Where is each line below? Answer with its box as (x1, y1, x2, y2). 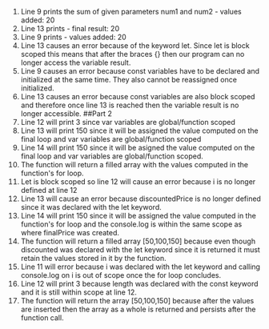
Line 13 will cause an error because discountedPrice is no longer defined (20, 194, 261, 203)
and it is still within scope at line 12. (20, 287, 137, 297)
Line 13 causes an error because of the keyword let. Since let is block (20, 41, 251, 50)
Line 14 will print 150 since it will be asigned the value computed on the (20, 143, 255, 152)
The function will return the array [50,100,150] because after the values (20, 296, 255, 305)
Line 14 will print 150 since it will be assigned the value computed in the (20, 211, 257, 220)
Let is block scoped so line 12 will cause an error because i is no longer (20, 177, 256, 187)
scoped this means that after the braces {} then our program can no (20, 50, 245, 58)
